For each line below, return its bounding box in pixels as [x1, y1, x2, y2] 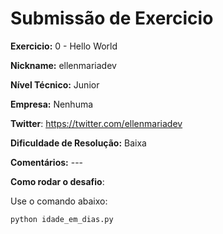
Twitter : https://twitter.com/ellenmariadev [10, 117, 183, 129]
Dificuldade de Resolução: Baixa [10, 137, 147, 149]
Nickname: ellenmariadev [10, 59, 117, 71]
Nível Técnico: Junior [10, 78, 100, 91]
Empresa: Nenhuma [10, 98, 94, 110]
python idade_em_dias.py [10, 214, 114, 224]
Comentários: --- [10, 156, 84, 168]
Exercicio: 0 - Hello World [10, 40, 118, 52]
